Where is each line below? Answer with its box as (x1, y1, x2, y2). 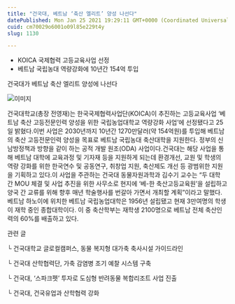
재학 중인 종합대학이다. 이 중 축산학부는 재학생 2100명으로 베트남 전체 (14, 206, 204, 214)
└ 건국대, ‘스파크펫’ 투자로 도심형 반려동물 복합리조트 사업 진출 (7, 274, 177, 282)
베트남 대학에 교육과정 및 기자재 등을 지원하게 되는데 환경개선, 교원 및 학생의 (14, 153, 222, 162)
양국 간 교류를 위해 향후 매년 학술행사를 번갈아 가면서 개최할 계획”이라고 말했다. (7, 188, 222, 197)
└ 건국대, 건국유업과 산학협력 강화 (7, 289, 100, 298)
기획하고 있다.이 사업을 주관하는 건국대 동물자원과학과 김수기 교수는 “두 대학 (14, 171, 221, 179)
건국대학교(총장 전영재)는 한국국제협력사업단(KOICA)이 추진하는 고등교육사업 (7, 109, 217, 118)
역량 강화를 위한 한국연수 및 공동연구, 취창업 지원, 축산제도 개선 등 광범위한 (7, 162, 211, 170)
